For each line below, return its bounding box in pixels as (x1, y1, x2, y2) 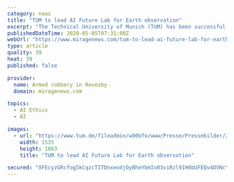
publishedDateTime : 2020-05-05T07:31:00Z (7, 29, 130, 37)
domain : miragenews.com (13, 88, 82, 95)
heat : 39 (7, 56, 33, 63)
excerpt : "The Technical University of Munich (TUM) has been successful (7, 23, 226, 30)
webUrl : (7, 36, 30, 43)
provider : (7, 75, 36, 82)
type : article (7, 43, 49, 50)
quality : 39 (7, 50, 42, 56)
